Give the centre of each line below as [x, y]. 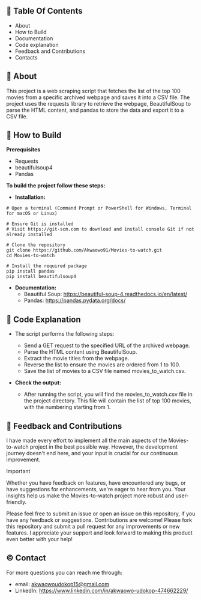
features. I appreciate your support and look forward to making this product [100, 533]
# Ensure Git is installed [40, 224]
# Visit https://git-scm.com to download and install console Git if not [100, 229]
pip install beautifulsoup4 [41, 277]
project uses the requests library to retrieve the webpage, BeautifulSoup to [98, 103]
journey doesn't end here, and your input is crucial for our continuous [92, 453]
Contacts [26, 57]
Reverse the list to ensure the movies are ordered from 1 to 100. [102, 365]
